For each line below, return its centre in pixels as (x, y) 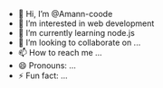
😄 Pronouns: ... (47, 66)
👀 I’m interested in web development (86, 23)
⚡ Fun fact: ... (43, 75)
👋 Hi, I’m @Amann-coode (65, 14)
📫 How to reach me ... (60, 53)
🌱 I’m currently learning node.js (77, 33)
